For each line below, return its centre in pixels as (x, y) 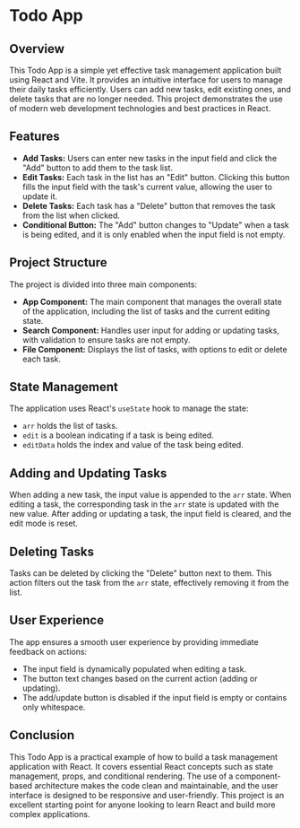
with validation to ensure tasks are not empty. (106, 340)
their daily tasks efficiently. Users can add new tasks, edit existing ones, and (150, 89)
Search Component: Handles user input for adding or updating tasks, (151, 330)
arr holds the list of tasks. (70, 426)
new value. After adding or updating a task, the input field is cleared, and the (150, 514)
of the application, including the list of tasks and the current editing (146, 311)
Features (34, 137)
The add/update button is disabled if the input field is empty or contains (154, 697)
